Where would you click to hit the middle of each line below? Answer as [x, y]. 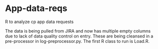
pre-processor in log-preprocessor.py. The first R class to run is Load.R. [77, 41]
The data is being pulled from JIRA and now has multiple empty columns [78, 31]
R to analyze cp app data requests [39, 22]
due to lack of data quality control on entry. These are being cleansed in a [79, 36]
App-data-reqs [36, 8]
